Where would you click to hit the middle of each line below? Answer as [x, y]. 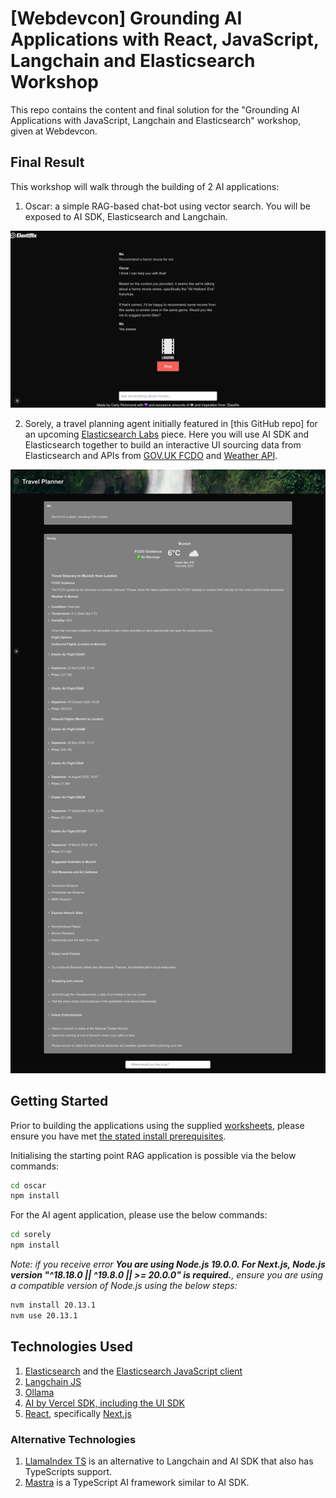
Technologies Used [71, 1347]
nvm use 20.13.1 [44, 1315]
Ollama [39, 1392]
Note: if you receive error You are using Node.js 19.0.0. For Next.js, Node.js [168, 1264]
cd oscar [28, 1185]
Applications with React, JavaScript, [165, 39]
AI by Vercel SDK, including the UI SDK [105, 1403]
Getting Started [59, 1101]
